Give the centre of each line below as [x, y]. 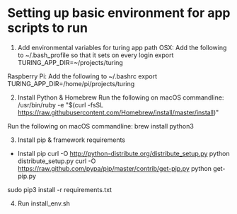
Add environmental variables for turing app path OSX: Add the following [122, 47]
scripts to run [48, 28]
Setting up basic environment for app [119, 13]
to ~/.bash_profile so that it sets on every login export [96, 55]
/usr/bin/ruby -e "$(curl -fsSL [60, 105]
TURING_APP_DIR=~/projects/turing [70, 62]
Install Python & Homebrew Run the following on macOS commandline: [121, 97]
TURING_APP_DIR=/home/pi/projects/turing [71, 83]
